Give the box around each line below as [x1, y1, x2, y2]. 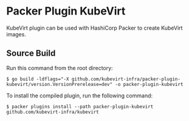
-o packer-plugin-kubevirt [115, 81, 184, 87]
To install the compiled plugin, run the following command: [6, 92, 153, 99]
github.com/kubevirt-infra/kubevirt [6, 109, 99, 115]
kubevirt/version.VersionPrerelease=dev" [6, 81, 113, 87]
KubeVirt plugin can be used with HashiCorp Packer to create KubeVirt [6, 24, 183, 31]
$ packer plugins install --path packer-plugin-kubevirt [6, 103, 154, 110]
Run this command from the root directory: [6, 64, 114, 71]
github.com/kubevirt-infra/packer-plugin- [71, 76, 181, 82]
